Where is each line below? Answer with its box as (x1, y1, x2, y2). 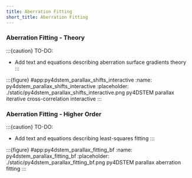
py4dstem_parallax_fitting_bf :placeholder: (6, 153, 110, 160)
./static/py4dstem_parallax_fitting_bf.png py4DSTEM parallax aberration (6, 159, 181, 166)
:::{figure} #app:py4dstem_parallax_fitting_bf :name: (6, 146, 133, 154)
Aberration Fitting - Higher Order (6, 110, 102, 118)
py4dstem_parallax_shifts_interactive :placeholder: (6, 82, 129, 89)
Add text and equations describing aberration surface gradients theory (14, 59, 187, 66)
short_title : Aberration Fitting (6, 14, 88, 20)
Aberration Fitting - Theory (6, 34, 85, 42)
